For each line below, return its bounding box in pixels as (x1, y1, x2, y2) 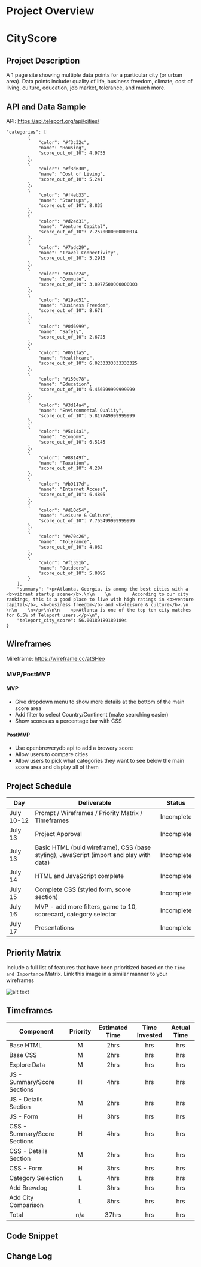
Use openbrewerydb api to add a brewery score (14, 744, 133, 751)
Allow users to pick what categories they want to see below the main (14, 757, 185, 765)
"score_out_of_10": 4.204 (38, 465, 103, 471)
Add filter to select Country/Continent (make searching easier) (14, 711, 169, 718)
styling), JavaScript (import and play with (35, 850, 151, 859)
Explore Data (9, 1061, 45, 1069)
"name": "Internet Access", (38, 486, 109, 492)
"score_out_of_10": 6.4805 (38, 492, 106, 498)
